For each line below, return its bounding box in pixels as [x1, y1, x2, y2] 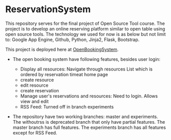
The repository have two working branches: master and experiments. [12, 113, 158, 120]
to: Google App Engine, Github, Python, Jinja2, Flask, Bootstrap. [5, 37, 140, 43]
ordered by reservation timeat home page [20, 71, 108, 77]
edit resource [20, 82, 48, 88]
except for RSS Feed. [12, 129, 58, 135]
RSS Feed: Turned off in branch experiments [20, 103, 114, 110]
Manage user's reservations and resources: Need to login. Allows [20, 93, 158, 99]
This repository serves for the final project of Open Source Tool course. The [5, 20, 165, 26]
